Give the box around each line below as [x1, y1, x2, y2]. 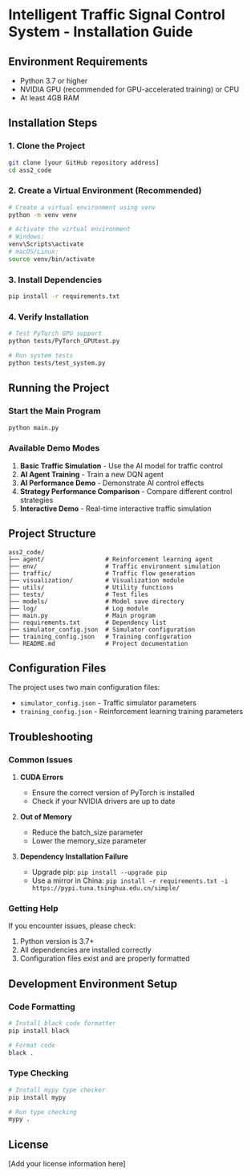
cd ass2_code [8, 166, 52, 174]
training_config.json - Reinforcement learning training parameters [19, 707, 243, 717]
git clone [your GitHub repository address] [8, 158, 160, 166]
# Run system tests [8, 352, 74, 360]
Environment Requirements [8, 55, 148, 68]
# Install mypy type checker [8, 1086, 106, 1094]
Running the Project [8, 382, 110, 395]
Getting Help [8, 902, 59, 913]
